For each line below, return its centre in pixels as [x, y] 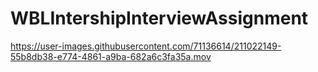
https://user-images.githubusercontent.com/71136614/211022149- [146, 46]
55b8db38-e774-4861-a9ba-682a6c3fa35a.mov [111, 56]
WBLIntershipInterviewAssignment [159, 18]
